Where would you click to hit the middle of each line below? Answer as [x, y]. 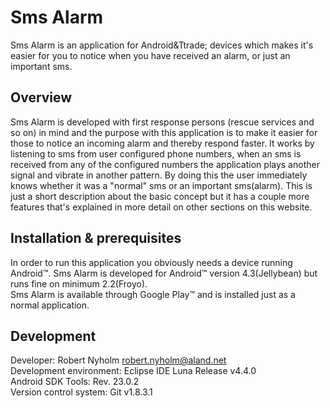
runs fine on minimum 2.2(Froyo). [79, 283]
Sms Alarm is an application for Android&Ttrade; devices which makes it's [162, 45]
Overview [41, 97]
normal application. [50, 305]
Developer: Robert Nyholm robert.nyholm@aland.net [118, 360]
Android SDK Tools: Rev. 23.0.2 [75, 382]
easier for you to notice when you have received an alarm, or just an [150, 55]
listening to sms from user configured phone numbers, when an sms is [156, 153]
